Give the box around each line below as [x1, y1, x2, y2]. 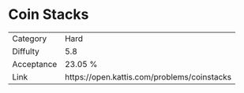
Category [12, 33, 47, 44]
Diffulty [12, 46, 39, 57]
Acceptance [12, 58, 58, 69]
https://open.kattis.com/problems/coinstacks [64, 71, 232, 82]
